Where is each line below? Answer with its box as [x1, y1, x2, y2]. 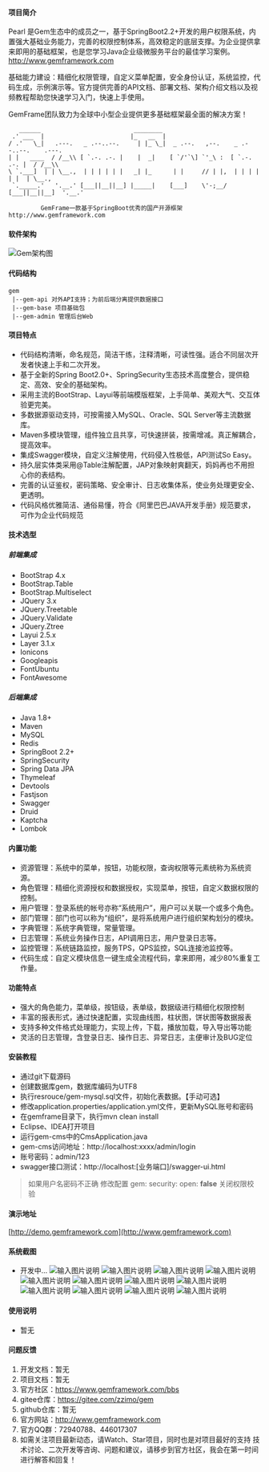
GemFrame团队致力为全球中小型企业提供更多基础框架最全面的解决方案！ [8, 109, 248, 120]
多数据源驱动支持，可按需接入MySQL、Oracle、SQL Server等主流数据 [19, 409, 251, 419]
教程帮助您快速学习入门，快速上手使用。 [14, 92, 149, 102]
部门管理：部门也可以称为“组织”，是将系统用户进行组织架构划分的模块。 [19, 913, 259, 922]
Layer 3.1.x [19, 639, 55, 649]
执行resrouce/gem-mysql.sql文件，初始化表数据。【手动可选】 [19, 1092, 224, 1101]
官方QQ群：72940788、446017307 [19, 1425, 138, 1434]
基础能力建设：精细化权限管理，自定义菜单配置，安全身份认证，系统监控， [8, 72, 254, 82]
